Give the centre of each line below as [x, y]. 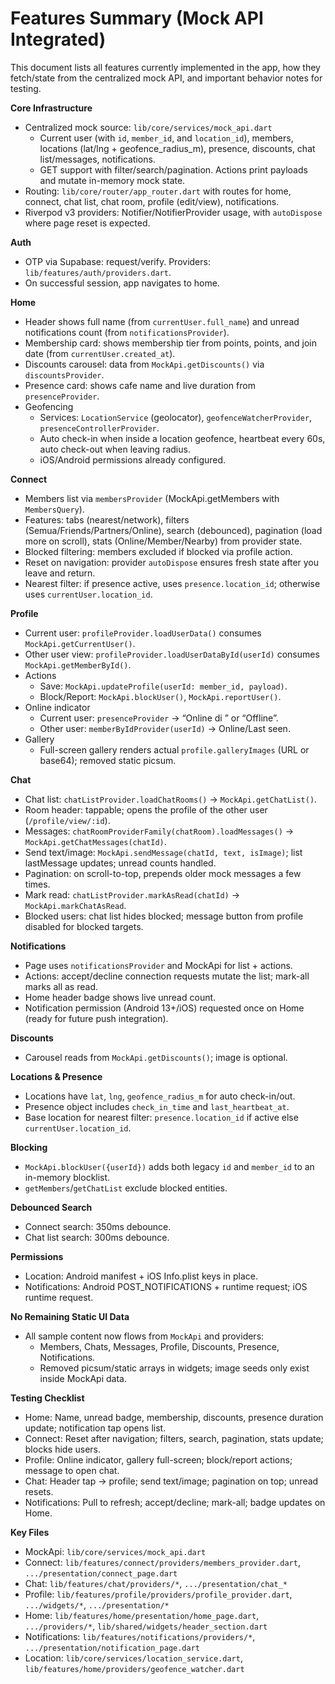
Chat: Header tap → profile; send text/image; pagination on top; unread [171, 1481]
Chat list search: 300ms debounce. [97, 1237]
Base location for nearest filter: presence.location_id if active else [161, 1117]
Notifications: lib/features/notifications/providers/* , [140, 1636]
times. [37, 884]
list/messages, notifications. [97, 159]
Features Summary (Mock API [137, 18]
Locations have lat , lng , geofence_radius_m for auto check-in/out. [160, 1096]
